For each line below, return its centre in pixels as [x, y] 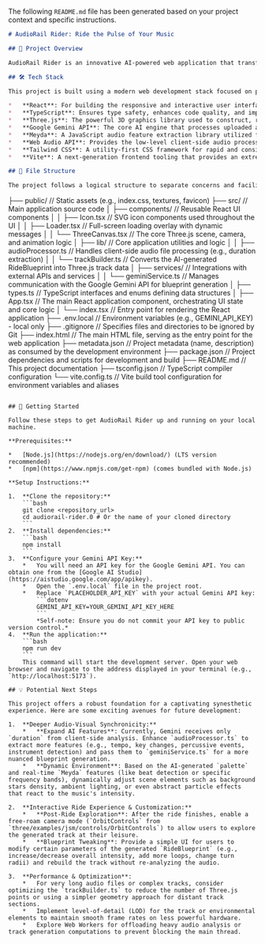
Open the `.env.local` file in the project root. [119, 587]
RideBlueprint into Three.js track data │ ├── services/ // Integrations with [127, 268]
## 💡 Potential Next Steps [53, 690]
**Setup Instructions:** [49, 483]
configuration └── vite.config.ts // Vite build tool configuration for [115, 377]
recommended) [30, 462]
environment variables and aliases [64, 385]
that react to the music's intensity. [72, 794]
